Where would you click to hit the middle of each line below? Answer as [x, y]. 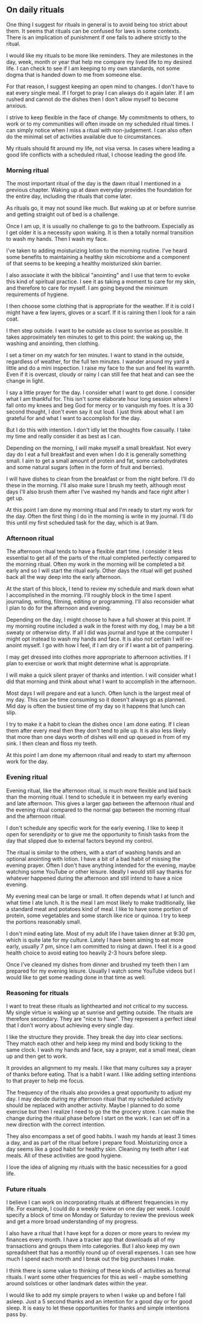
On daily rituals [35, 10]
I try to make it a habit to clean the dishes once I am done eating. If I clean [98, 724]
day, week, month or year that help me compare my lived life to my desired [99, 62]
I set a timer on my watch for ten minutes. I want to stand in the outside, [95, 355]
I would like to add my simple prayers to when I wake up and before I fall [96, 1295]
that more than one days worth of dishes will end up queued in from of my [98, 737]
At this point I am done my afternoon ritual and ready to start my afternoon [99, 755]
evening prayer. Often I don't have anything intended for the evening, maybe [101, 865]
